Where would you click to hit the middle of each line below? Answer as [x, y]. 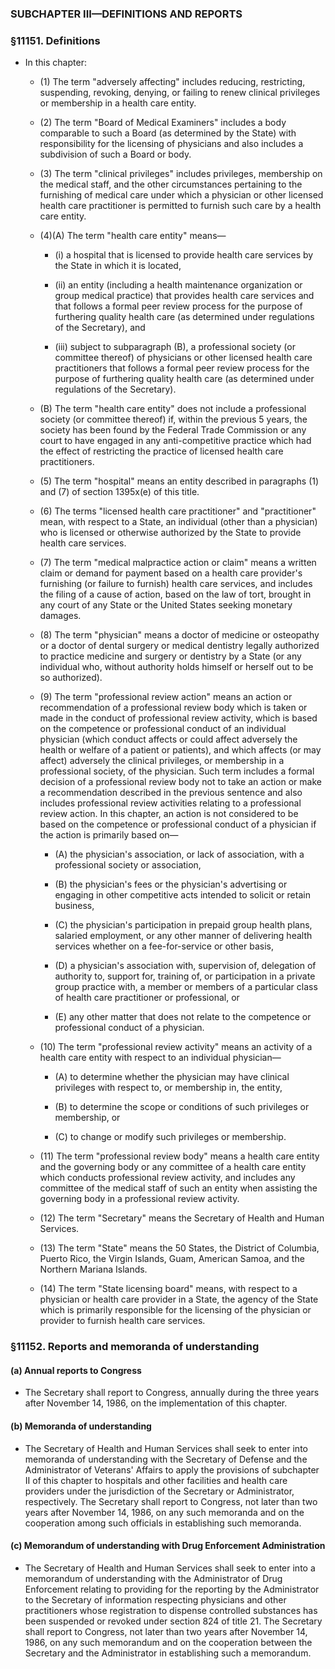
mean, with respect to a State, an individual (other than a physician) [178, 522]
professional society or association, [128, 865]
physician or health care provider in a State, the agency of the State [179, 1299]
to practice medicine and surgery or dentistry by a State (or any [170, 656]
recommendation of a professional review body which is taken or [173, 708]
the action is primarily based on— [109, 835]
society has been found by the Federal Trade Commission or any [173, 430]
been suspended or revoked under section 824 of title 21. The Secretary [173, 1621]
